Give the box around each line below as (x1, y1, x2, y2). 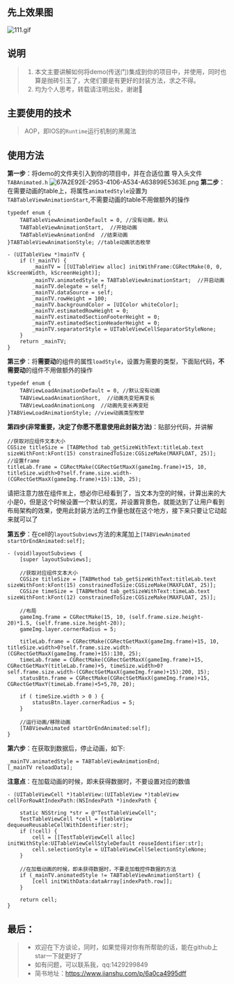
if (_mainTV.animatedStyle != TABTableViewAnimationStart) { (19, 872, 201, 879)
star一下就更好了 (34, 952, 83, 960)
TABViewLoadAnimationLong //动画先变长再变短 (19, 402, 149, 410)
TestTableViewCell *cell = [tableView (19, 816, 132, 823)
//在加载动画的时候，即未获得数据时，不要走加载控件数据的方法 (19, 866, 176, 873)
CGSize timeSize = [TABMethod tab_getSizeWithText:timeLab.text (19, 588, 210, 595)
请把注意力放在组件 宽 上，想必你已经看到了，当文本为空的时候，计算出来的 (7, 489, 220, 498)
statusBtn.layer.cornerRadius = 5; (32, 699, 136, 706)
